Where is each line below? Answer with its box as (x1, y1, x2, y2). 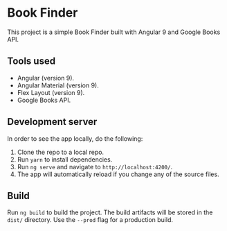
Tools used (7, 55, 56, 67)
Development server (7, 116, 98, 128)
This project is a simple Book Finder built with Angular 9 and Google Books (7, 28, 221, 36)
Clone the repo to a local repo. (17, 148, 105, 156)
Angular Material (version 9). (17, 81, 99, 89)
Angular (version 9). (17, 74, 75, 82)
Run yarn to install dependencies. (17, 155, 113, 164)
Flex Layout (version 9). (17, 88, 85, 96)
